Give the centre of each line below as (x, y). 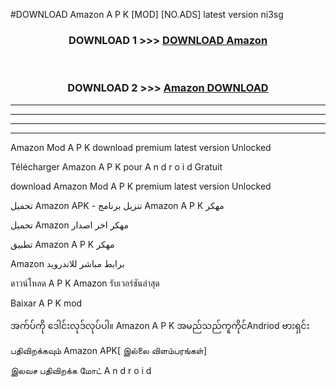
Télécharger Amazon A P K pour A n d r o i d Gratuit (116, 166)
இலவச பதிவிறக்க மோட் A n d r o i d (81, 370)
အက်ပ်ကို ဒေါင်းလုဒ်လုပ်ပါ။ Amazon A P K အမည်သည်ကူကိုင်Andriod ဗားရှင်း (160, 325)
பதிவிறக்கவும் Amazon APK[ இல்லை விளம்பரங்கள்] (109, 350)
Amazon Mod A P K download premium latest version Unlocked (141, 147)
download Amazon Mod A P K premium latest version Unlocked (141, 186)
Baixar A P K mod (46, 303)
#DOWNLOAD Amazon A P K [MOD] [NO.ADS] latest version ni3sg (147, 14)
